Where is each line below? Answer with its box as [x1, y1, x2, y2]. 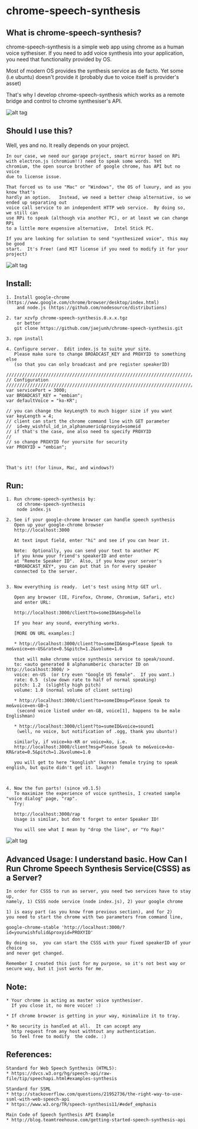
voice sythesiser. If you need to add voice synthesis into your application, [6, 50, 184, 57]
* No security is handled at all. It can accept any [6, 1023, 141, 1029]
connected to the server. [14, 568, 78, 575]
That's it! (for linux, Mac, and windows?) [6, 464, 115, 470]
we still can [6, 210, 38, 216]
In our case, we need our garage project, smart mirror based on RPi [6, 153, 181, 159]
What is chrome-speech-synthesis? [6, 28, 142, 38]
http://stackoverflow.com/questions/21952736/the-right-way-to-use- [11, 1091, 183, 1097]
